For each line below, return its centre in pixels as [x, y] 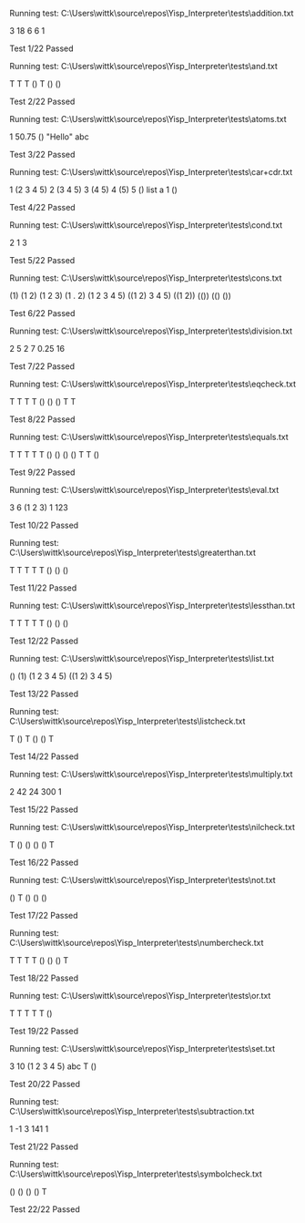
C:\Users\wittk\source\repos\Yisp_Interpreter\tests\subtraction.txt [132, 1111]
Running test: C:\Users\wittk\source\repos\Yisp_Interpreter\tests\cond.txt [146, 225]
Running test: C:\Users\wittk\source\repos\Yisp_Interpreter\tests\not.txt [142, 880]
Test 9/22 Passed [42, 472]
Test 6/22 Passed [42, 313]
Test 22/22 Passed [45, 1209]
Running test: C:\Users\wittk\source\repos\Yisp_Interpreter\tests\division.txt [151, 331]
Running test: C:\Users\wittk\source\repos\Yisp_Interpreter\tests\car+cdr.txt [151, 172]
